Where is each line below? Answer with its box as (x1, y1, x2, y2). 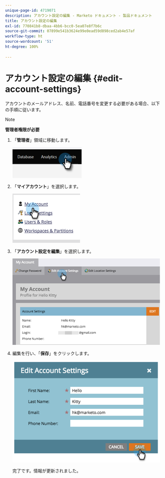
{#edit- (93, 73, 123, 84)
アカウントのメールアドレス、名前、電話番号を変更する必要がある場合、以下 (5, 100, 160, 106)
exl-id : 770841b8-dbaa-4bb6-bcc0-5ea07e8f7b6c (5, 24, 102, 29)
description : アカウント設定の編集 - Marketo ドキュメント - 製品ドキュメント (5, 13, 152, 18)
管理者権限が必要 (5, 126, 40, 132)
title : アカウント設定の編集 (5, 18, 57, 23)
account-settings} (5, 84, 82, 94)
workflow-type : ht (5, 34, 43, 39)
